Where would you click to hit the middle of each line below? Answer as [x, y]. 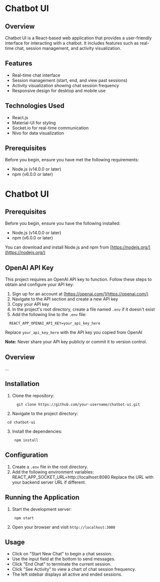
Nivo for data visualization [38, 133]
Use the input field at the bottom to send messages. [64, 559]
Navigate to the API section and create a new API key [65, 299]
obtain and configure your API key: [39, 284]
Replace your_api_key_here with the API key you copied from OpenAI [74, 332]
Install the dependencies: [37, 431]
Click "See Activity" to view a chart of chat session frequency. [74, 569]
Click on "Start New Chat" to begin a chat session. [62, 554]
